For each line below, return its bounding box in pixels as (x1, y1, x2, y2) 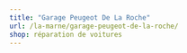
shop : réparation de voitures (9, 30, 123, 39)
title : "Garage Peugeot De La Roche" (9, 13, 151, 22)
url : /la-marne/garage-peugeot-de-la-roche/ (9, 22, 179, 31)
